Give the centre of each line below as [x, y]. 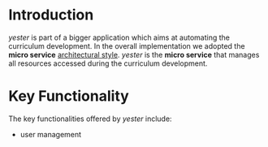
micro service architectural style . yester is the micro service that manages [134, 54]
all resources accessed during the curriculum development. [108, 63]
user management [51, 134]
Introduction [51, 15]
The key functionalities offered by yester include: [90, 119]
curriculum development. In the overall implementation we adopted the [127, 45]
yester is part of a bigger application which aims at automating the [119, 37]
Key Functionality [69, 96]
